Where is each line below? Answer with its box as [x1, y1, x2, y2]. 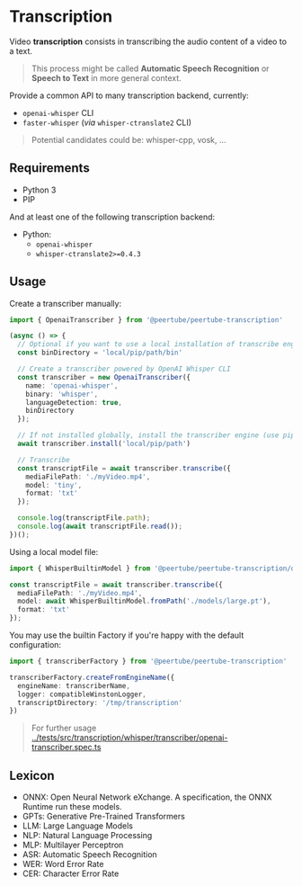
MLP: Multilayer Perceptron [22, 839, 124, 851]
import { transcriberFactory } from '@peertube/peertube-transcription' [9, 657, 288, 667]
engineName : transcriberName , [17, 681, 130, 690]
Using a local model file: [9, 546, 99, 557]
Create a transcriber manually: [9, 298, 122, 309]
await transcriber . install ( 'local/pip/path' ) [17, 439, 191, 449]
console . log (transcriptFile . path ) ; [17, 514, 151, 523]
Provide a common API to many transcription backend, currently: [9, 90, 249, 101]
